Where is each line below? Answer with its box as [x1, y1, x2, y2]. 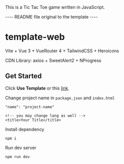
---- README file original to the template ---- [5, 14, 98, 19]
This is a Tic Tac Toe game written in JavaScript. [5, 4, 105, 10]
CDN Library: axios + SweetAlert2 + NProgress [5, 57, 102, 63]
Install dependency [5, 126, 44, 132]
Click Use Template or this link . [5, 85, 70, 91]
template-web [5, 31, 65, 43]
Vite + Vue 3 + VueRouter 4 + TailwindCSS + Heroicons [5, 47, 120, 54]
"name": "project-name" [5, 104, 55, 109]
